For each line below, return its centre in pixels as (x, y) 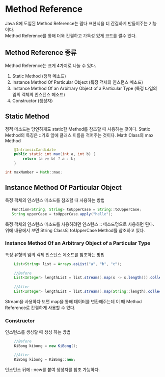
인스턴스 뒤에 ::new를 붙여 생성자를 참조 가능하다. (53, 369)
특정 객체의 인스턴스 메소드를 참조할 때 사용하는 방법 (55, 200)
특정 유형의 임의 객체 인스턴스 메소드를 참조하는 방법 (55, 254)
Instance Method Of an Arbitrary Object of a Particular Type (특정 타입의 (84, 88)
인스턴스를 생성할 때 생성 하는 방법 (38, 332)
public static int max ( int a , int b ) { (55, 154)
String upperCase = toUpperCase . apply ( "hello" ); (62, 214)
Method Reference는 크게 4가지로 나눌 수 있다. (51, 66)
